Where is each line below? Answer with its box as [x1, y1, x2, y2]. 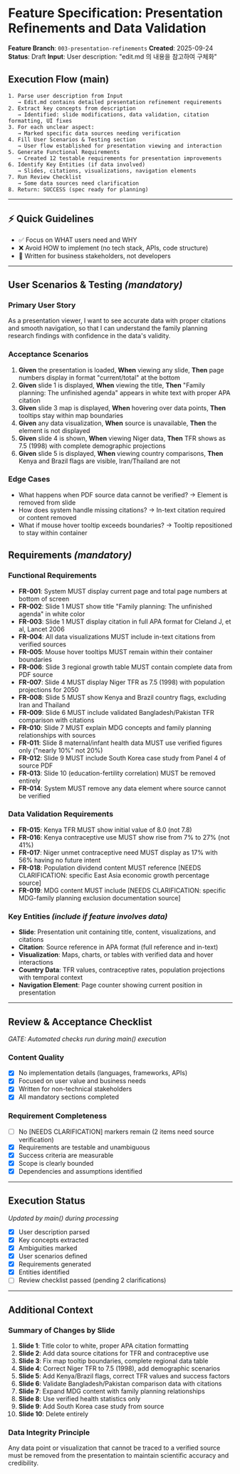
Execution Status [8, 1195, 86, 1207]
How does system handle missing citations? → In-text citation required [18, 505, 226, 514]
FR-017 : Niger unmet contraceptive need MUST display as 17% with [18, 848, 218, 857]
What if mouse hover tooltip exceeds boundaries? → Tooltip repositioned [18, 521, 233, 529]
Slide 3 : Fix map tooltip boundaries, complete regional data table [18, 1357, 209, 1366]
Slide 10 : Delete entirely [18, 1410, 88, 1418]
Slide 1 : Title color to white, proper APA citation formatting [18, 1341, 189, 1350]
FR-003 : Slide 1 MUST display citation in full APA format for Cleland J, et [18, 617, 231, 626]
